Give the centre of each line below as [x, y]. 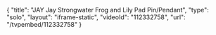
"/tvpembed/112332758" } [44, 24]
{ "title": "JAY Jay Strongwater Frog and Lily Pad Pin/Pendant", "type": [108, 10]
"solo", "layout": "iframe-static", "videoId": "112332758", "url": [96, 17]
